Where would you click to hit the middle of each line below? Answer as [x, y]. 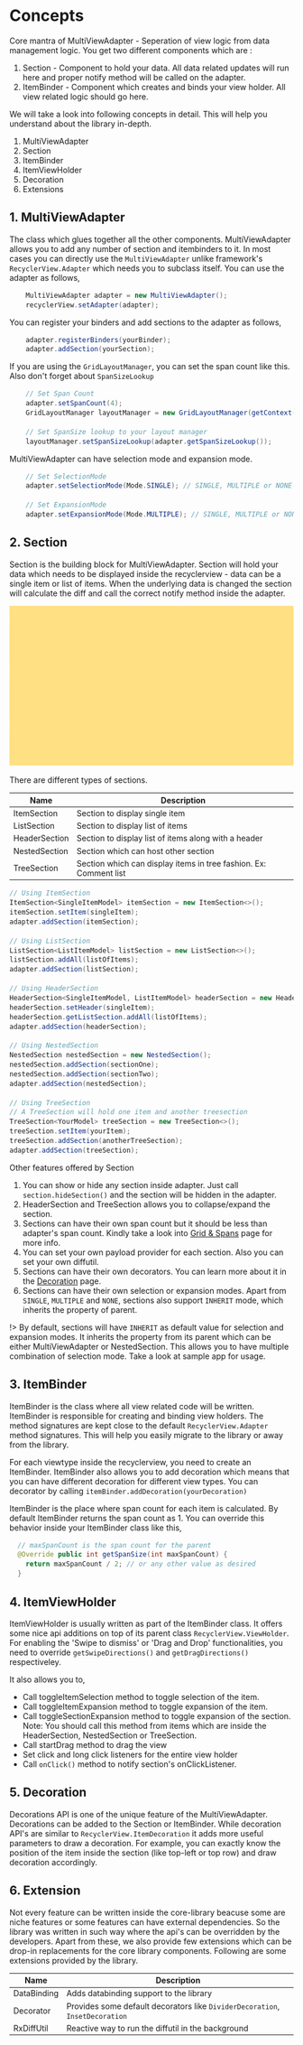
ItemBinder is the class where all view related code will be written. [132, 1406]
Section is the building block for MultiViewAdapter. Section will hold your [144, 564]
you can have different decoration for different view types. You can [134, 1481]
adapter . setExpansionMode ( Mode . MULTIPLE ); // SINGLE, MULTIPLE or [153, 515]
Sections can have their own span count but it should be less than [145, 1223]
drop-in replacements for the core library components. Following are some [148, 1950]
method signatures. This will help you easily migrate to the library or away [147, 1435]
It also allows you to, [47, 1679]
